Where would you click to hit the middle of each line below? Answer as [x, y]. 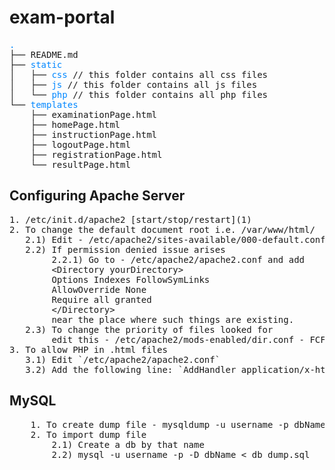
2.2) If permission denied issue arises [125, 249]
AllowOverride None [99, 289]
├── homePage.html [75, 124]
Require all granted [101, 299]
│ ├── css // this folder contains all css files [139, 74]
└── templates [44, 104]
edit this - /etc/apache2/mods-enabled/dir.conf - [178, 339]
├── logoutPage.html [80, 144]
